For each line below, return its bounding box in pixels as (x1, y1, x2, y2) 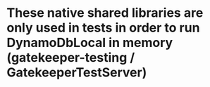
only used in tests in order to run (6, 20, 200, 36)
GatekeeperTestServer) (6, 65, 147, 81)
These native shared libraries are (6, 5, 204, 21)
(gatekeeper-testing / (6, 50, 135, 66)
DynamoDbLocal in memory (6, 35, 173, 51)
